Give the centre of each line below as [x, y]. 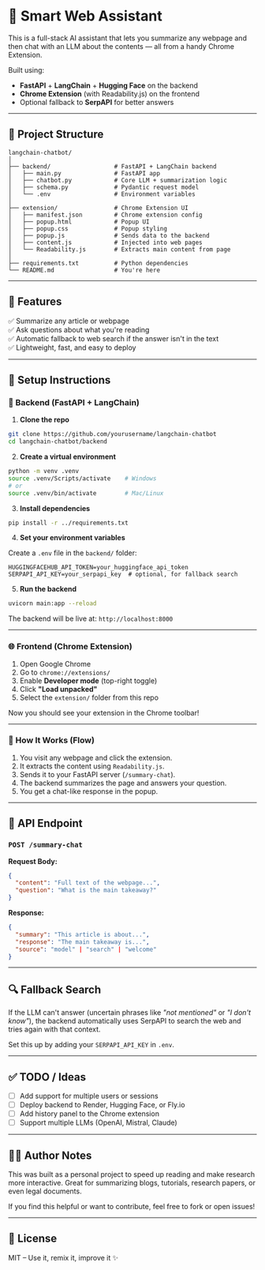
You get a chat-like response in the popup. [89, 791]
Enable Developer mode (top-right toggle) [88, 680]
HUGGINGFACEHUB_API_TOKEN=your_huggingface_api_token [99, 568]
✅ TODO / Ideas [47, 1077]
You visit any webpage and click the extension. [96, 757]
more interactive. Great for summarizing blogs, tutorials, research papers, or [132, 1183]
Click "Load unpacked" [58, 689]
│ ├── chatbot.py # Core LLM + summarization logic [118, 180]
